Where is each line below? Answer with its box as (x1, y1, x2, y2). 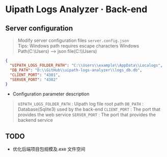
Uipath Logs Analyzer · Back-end (5, 4, 148, 15)
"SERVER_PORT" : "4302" (10, 77, 58, 82)
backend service (17, 117, 53, 123)
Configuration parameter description (12, 91, 90, 97)
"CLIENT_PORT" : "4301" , (10, 72, 60, 77)
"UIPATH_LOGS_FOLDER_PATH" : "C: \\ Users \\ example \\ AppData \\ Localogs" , (10, 63, 163, 68)
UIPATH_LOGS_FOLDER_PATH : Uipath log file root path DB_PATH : (17, 101, 144, 107)
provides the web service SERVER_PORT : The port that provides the (17, 112, 156, 118)
